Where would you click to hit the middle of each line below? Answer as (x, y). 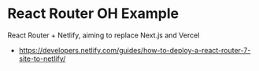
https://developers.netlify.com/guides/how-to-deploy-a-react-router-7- (135, 50)
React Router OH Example (93, 14)
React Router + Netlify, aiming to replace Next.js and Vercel (104, 35)
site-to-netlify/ (42, 59)
